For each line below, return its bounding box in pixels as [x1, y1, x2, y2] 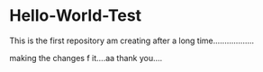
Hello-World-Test [9, 5, 142, 26]
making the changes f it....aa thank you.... [9, 52, 163, 63]
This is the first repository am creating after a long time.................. [9, 35, 255, 46]
